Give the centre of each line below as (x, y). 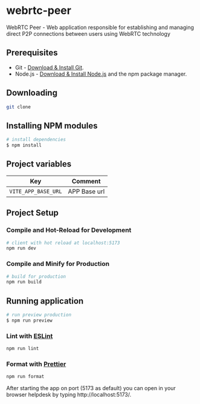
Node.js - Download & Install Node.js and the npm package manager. (101, 74)
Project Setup (33, 213)
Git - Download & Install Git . (49, 67)
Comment (86, 181)
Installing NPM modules (52, 126)
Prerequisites (32, 53)
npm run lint (23, 349)
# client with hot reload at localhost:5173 (63, 243)
